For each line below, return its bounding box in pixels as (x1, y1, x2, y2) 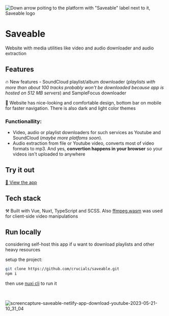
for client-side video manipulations (5, 213, 78, 219)
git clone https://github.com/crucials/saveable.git (5, 267, 120, 272)
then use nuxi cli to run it (5, 280, 57, 286)
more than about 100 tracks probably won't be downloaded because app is (5, 84, 164, 90)
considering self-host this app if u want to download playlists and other (5, 241, 155, 247)
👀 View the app (5, 179, 37, 186)
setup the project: (5, 256, 43, 262)
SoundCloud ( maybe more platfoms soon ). (12, 135, 103, 141)
